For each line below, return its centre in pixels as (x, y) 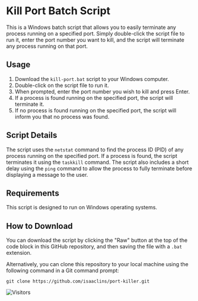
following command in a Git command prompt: (63, 271)
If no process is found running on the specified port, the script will (95, 110)
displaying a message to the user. (47, 174)
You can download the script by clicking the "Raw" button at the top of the (97, 240)
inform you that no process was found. (62, 116)
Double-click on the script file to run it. (62, 85)
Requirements (33, 193)
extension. (19, 253)
